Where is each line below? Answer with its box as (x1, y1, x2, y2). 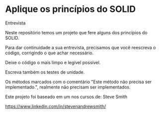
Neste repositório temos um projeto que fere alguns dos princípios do (5, 29, 148, 35)
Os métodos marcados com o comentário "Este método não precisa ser (5, 79, 152, 85)
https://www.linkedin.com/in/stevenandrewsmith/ (5, 103, 106, 109)
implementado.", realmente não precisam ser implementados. (5, 84, 131, 90)
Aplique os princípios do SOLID (5, 3, 136, 15)
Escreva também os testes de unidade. (5, 69, 85, 75)
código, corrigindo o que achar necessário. (5, 50, 94, 56)
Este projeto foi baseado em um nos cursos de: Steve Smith (5, 94, 128, 100)
